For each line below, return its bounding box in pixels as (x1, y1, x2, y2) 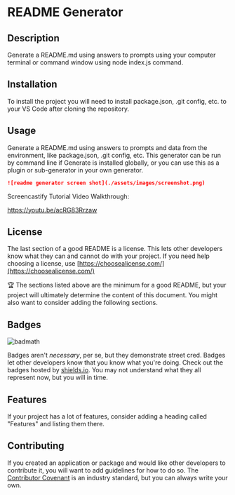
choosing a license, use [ (7, 259, 80, 268)
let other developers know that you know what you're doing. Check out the (7, 358, 223, 367)
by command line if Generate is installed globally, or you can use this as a (7, 158, 220, 167)
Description (7, 32, 60, 44)
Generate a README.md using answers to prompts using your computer (7, 50, 216, 59)
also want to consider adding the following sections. (7, 299, 158, 307)
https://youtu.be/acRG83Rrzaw (7, 205, 98, 214)
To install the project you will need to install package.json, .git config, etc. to (7, 97, 227, 105)
